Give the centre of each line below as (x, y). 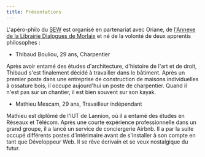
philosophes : (24, 42)
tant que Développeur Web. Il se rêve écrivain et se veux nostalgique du (97, 142)
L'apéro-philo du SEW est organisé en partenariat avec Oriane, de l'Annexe (101, 29)
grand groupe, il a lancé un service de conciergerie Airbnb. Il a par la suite (100, 128)
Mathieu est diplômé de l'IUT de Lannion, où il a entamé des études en (96, 115)
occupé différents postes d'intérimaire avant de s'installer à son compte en (101, 135)
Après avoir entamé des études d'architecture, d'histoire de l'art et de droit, (102, 66)
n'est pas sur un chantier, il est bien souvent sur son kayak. (81, 92)
